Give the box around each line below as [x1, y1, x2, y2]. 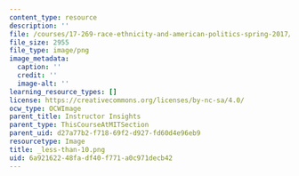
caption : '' [17, 63, 62, 72]
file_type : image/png [9, 46, 90, 55]
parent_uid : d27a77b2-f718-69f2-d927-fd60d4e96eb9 [9, 129, 201, 138]
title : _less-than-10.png [9, 145, 105, 154]
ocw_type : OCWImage [9, 104, 82, 113]
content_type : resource [9, 12, 98, 22]
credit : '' [17, 71, 58, 80]
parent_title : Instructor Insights [9, 112, 141, 121]
